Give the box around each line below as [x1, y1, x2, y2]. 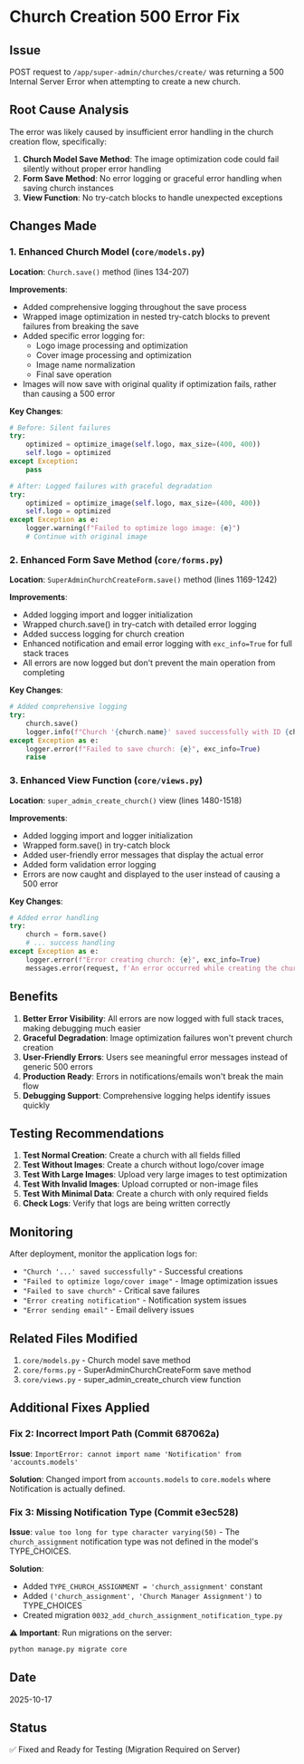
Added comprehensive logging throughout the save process [22, 301, 247, 312]
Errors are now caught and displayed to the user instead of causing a [22, 868, 280, 879]
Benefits [9, 989, 59, 1004]
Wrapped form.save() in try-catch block [22, 839, 171, 850]
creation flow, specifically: [9, 136, 107, 147]
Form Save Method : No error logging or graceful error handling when [22, 172, 282, 183]
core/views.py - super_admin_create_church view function [22, 1373, 242, 1384]
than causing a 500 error [22, 388, 116, 399]
